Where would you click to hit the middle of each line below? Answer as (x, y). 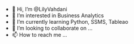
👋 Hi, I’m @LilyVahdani (39, 9)
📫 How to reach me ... (39, 35)
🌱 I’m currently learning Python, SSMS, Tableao (70, 22)
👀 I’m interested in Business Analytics (58, 15)
